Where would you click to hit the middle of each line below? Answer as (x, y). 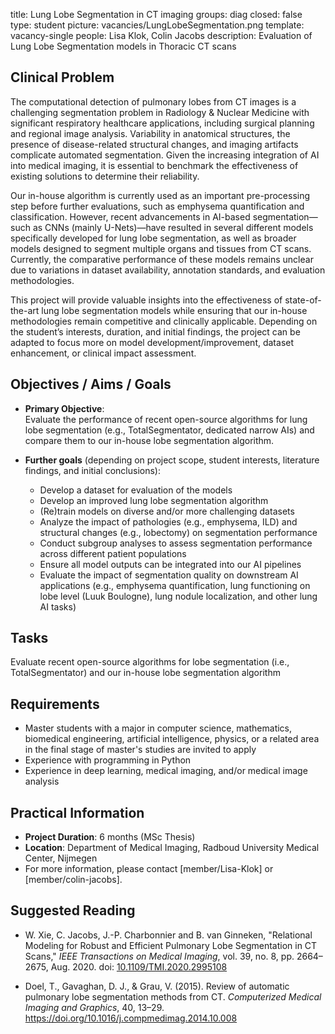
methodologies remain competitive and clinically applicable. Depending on (164, 321)
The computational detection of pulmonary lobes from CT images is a (153, 101)
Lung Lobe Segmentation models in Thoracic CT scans (123, 46)
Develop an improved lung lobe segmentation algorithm (154, 500)
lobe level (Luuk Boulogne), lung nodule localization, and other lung (178, 596)
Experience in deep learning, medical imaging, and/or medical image (166, 771)
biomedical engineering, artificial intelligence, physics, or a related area (172, 739)
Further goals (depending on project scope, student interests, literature (172, 460)
